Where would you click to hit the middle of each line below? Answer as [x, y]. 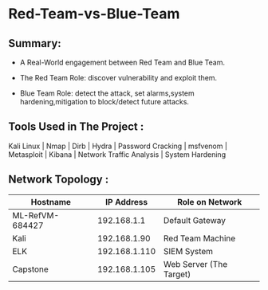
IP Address [126, 202]
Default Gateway [194, 220]
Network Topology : [59, 180]
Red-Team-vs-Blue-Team [94, 14]
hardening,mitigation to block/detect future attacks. [104, 102]
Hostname [51, 202]
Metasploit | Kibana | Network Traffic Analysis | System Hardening [117, 154]
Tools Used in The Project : [76, 127]
